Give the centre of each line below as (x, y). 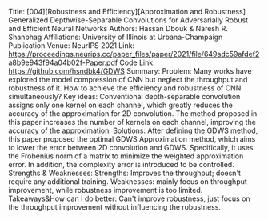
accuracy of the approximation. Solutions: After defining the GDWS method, (133, 130)
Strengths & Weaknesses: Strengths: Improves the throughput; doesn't (125, 173)
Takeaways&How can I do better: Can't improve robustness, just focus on (129, 198)
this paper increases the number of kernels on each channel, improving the (132, 122)
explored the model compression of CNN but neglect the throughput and (128, 80)
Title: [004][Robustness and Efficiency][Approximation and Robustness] (127, 12)
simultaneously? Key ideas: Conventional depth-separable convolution (124, 96)
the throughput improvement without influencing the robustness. (115, 207)
